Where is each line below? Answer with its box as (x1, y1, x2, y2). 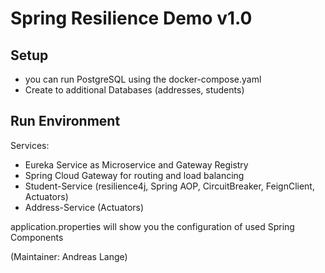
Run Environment (10, 113, 121, 130)
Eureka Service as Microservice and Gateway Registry (24, 158, 249, 171)
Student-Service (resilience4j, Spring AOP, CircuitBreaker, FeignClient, (24, 180, 315, 192)
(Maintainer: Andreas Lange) (10, 250, 128, 262)
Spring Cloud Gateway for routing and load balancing (24, 169, 245, 181)
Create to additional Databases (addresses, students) (24, 84, 245, 96)
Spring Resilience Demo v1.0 (10, 7, 253, 30)
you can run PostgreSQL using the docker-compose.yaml (24, 73, 262, 85)
